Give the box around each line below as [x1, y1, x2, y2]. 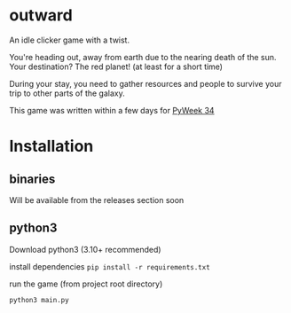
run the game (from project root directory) [9, 278, 163, 289]
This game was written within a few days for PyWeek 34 [9, 105, 215, 115]
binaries [9, 171, 56, 186]
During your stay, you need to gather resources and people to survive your [9, 78, 282, 89]
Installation [9, 137, 94, 156]
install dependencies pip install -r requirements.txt [9, 261, 210, 271]
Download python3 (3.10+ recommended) [9, 244, 161, 254]
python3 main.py [9, 295, 69, 304]
